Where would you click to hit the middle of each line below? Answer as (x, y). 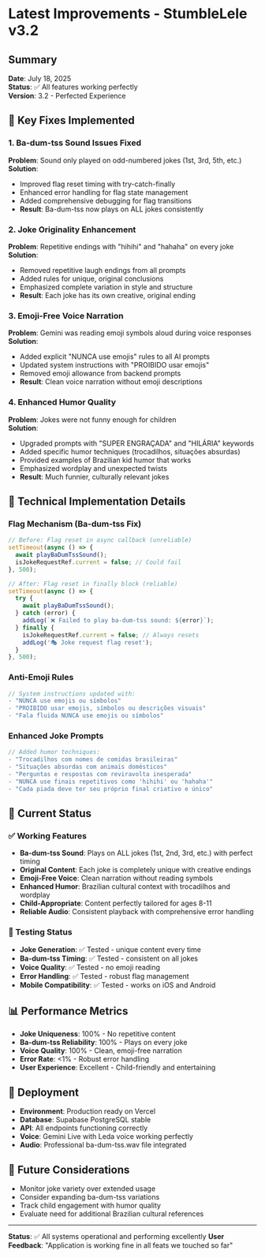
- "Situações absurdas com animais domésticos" (88, 767)
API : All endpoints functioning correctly (84, 1128)
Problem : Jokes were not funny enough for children (92, 420)
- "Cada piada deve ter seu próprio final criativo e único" (111, 789)
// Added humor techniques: (54, 752)
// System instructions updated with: (72, 694)
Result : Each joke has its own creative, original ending (107, 295)
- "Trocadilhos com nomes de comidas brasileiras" (93, 760)
